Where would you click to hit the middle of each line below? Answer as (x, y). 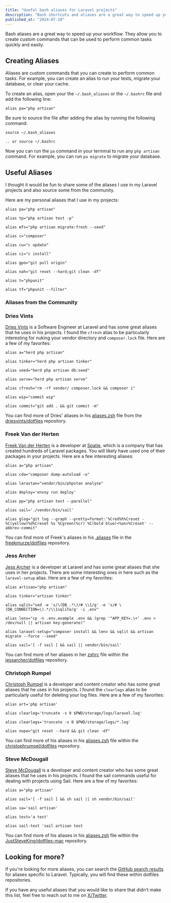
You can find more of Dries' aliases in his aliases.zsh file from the (74, 416)
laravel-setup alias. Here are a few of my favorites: (59, 578)
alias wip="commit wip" (31, 397)
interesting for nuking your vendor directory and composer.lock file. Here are (85, 338)
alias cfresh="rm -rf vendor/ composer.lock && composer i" (70, 388)
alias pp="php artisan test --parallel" (49, 501)
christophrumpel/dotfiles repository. (43, 746)
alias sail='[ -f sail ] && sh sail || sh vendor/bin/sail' (70, 799)
